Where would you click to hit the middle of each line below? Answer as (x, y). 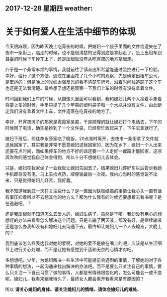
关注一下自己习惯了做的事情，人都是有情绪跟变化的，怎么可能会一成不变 (88, 273)
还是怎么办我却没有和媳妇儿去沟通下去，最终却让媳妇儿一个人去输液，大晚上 (83, 226)
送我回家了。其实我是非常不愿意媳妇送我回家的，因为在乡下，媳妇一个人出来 (83, 145)
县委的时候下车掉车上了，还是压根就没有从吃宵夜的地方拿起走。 (70, 59)
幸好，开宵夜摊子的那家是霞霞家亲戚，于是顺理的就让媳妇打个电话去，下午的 (83, 122)
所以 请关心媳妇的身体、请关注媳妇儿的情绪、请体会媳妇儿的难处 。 (73, 290)
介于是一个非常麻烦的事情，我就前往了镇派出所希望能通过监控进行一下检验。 (83, 70)
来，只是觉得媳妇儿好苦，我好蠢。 (40, 180)
